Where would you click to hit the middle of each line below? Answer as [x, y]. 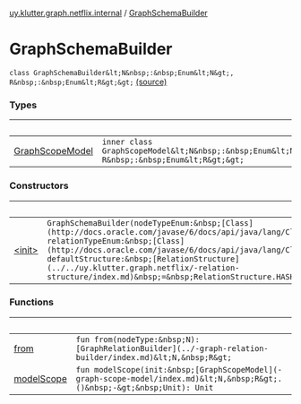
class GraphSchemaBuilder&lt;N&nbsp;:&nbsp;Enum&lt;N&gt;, [122, 73]
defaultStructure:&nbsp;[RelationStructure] [143, 258]
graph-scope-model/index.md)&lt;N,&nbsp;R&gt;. [179, 378]
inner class [127, 142]
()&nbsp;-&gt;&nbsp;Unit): [133, 387]
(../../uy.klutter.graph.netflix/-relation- [143, 267]
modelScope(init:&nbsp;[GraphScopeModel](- [188, 370]
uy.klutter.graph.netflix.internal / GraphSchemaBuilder [108, 13]
